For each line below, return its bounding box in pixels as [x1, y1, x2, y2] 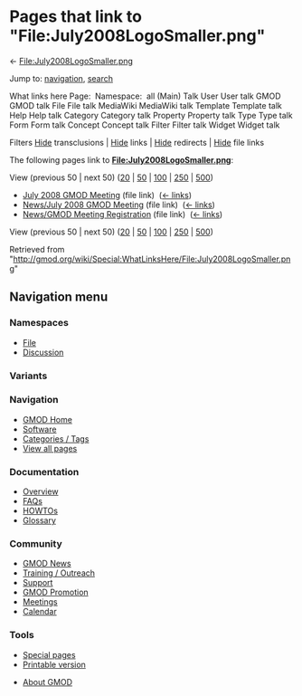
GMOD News [22, 558, 71, 569]
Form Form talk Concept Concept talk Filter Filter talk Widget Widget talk [9, 119, 280, 130]
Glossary [22, 515, 57, 526]
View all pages [22, 443, 78, 453]
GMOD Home [22, 414, 72, 424]
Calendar [22, 606, 57, 617]
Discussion [22, 347, 64, 358]
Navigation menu [9, 290, 109, 305]
